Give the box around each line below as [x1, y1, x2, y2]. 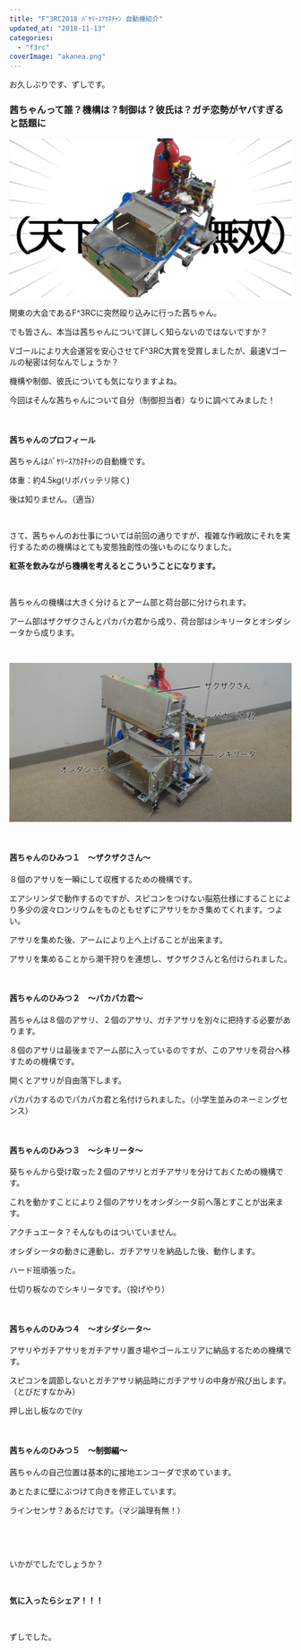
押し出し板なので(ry [9, 1405, 83, 1416]
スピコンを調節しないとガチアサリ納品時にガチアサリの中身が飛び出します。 [9, 1375, 291, 1386]
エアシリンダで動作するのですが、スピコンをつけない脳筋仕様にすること [9, 892, 276, 904]
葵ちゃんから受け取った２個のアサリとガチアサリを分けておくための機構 [9, 1166, 276, 1177]
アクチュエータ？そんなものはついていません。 [9, 1227, 182, 1238]
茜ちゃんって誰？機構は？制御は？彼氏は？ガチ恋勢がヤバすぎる [9, 104, 284, 116]
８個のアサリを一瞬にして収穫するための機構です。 [9, 873, 197, 884]
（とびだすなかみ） [9, 1387, 81, 1397]
